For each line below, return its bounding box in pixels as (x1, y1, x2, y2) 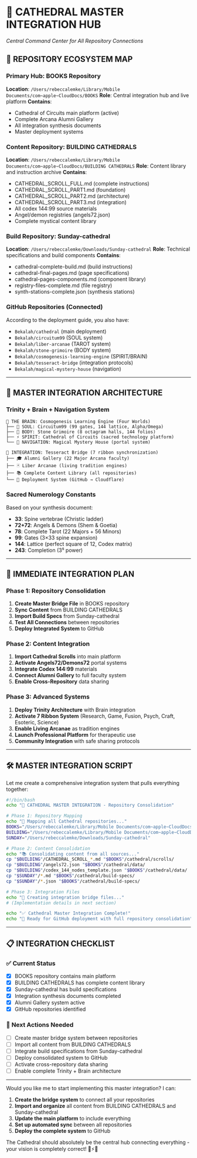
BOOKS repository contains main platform (14, 972, 116, 979)
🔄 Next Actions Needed (6, 1021, 74, 1029)
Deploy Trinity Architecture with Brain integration (14, 706, 136, 713)
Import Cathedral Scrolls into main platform (14, 653, 121, 660)
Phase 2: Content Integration (6, 640, 90, 648)
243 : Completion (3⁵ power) (14, 547, 83, 554)
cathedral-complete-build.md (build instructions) (14, 263, 133, 270)
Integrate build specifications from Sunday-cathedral (14, 1047, 142, 1054)
